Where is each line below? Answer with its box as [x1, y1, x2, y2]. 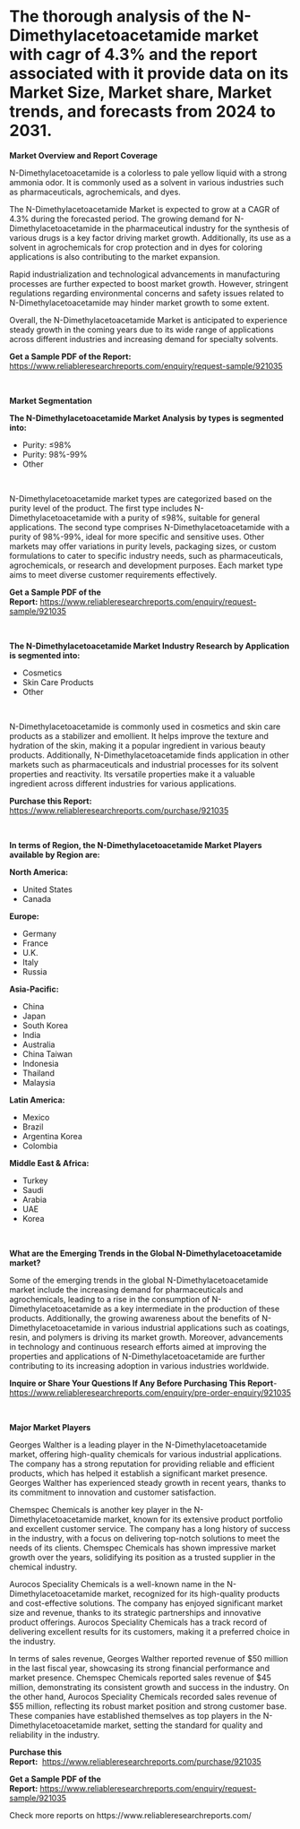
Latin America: [9, 1095, 65, 1105]
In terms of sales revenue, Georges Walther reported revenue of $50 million [9, 1653, 288, 1663]
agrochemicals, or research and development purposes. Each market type [9, 560, 284, 571]
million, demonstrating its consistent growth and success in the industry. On [9, 1681, 289, 1692]
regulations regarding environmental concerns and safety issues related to [9, 288, 285, 298]
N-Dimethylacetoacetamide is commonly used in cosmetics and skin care [9, 721, 281, 732]
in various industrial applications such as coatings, [102, 1322, 289, 1333]
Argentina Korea [21, 1130, 82, 1141]
